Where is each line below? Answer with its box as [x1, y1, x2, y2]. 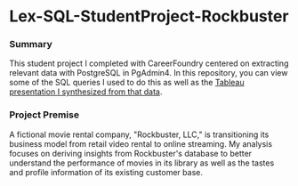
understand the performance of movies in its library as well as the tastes [9, 158, 275, 168]
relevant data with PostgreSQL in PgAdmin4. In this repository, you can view [9, 68, 288, 78]
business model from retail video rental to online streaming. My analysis [9, 138, 273, 149]
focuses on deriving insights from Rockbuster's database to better [9, 148, 252, 158]
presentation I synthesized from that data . [9, 86, 163, 97]
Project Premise [9, 109, 80, 121]
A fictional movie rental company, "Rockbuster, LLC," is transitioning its [9, 129, 270, 140]
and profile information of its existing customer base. [9, 166, 203, 177]
